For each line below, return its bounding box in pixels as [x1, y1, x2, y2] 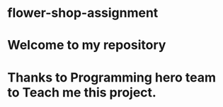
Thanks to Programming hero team [7, 69, 216, 85]
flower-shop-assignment [7, 5, 159, 21]
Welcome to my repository [7, 37, 166, 53]
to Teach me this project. [7, 84, 157, 100]
